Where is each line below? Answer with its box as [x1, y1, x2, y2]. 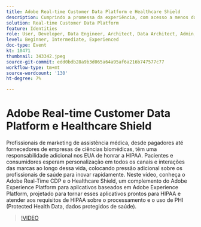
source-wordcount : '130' [6, 70, 68, 76]
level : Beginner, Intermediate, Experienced [6, 37, 119, 43]
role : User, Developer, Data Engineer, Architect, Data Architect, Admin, [6, 31, 197, 37]
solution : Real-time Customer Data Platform [6, 20, 119, 26]
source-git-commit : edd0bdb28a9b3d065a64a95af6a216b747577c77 [6, 59, 165, 65]
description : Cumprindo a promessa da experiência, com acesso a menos [6, 14, 188, 20]
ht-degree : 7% [6, 75, 42, 81]
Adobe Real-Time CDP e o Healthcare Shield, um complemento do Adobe [6, 177, 187, 184]
